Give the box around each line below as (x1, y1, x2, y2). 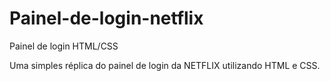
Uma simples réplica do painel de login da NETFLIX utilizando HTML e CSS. (9, 59, 321, 71)
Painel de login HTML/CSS (9, 40, 119, 52)
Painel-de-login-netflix (9, 7, 204, 30)
